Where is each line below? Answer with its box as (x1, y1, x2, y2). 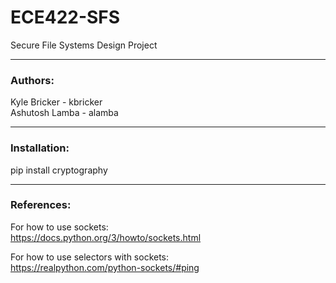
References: (10, 198, 72, 212)
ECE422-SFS (10, 6, 121, 29)
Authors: (10, 73, 55, 87)
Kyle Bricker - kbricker (10, 96, 103, 108)
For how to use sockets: (10, 221, 109, 233)
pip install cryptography (10, 164, 108, 176)
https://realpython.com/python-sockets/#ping (10, 261, 200, 273)
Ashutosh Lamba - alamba (10, 107, 119, 119)
